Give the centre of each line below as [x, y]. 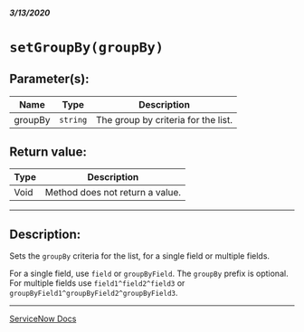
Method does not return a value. [113, 193]
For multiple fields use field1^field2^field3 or [97, 283]
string [73, 119]
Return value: [48, 152]
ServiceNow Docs [43, 319]
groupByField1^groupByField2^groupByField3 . [94, 293]
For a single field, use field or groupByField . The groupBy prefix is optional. [149, 274]
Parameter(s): [49, 79]
